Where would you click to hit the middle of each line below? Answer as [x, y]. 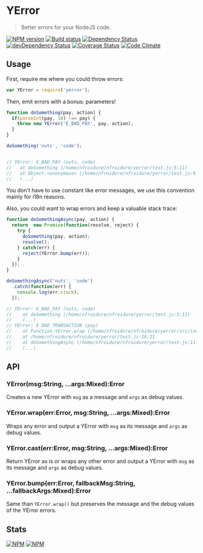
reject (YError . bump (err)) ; [56, 253]
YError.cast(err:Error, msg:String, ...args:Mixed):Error [87, 448]
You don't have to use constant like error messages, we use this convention [101, 190]
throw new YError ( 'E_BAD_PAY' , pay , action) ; [76, 124]
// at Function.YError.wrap [46, 331]
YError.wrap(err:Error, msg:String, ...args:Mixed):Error [88, 413]
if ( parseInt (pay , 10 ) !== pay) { [54, 118]
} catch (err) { [36, 248]
